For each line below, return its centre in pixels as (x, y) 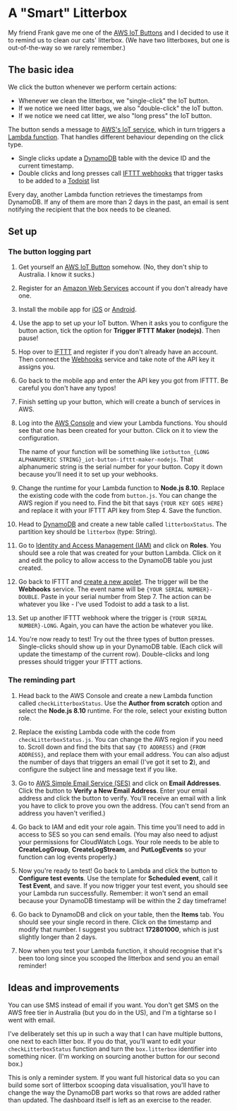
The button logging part (49, 252)
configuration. (38, 438)
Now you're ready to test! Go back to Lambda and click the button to (118, 871)
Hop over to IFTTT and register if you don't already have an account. (118, 352)
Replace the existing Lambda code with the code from (97, 732)
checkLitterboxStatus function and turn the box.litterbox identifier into (113, 1049)
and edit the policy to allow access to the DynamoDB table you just (115, 561)
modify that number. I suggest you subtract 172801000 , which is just (119, 929)
